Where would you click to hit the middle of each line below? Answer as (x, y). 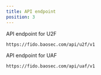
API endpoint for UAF (32, 55)
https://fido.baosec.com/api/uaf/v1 (50, 66)
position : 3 (20, 17)
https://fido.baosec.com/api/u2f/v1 (50, 45)
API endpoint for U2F (32, 33)
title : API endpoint (31, 11)
